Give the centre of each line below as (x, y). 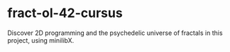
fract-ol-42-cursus (65, 13)
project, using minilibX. (41, 40)
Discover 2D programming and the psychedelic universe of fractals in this (115, 33)
